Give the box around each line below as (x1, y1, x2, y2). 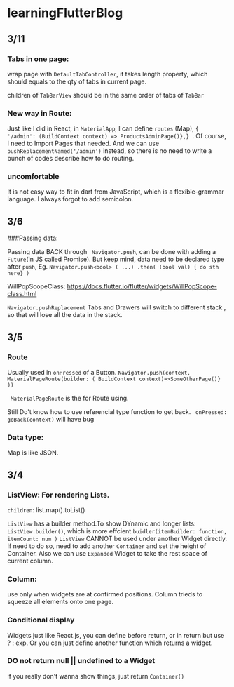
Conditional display (7, 615, 75, 625)
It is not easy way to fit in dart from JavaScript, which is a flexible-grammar (7, 187, 224, 196)
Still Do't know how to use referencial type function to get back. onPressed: (7, 407, 228, 415)
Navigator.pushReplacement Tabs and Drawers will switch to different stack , (7, 303, 226, 312)
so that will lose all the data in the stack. (7, 311, 123, 319)
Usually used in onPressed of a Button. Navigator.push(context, (7, 368, 191, 376)
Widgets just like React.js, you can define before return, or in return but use (7, 631, 225, 639)
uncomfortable (7, 172, 60, 182)
